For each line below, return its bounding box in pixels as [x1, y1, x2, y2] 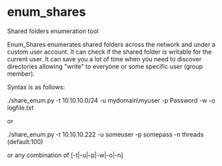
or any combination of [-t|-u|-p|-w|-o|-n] [7, 151, 124, 159]
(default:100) [7, 137, 43, 145]
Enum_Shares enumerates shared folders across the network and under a [7, 40, 216, 48]
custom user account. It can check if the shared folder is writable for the [7, 48, 212, 56]
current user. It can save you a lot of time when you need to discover [7, 54, 202, 63]
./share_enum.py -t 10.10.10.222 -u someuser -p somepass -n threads [7, 130, 204, 138]
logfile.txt [7, 103, 34, 112]
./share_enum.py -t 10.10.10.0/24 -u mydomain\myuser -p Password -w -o [7, 96, 215, 104]
